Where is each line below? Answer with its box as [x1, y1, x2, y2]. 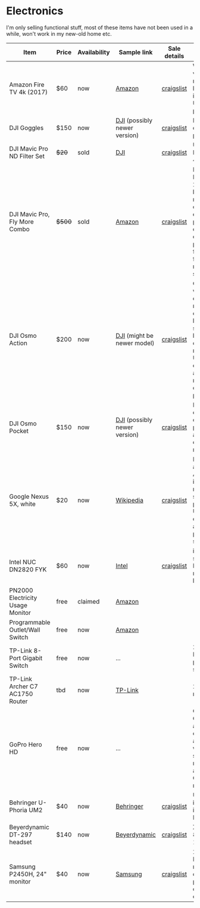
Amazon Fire [9, 80, 45, 89]
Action [9, 338, 28, 347]
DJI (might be [115, 331, 154, 340]
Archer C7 [9, 682, 39, 691]
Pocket [9, 427, 29, 435]
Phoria [9, 806, 28, 814]
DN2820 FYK [9, 565, 47, 573]
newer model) [115, 338, 155, 347]
